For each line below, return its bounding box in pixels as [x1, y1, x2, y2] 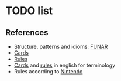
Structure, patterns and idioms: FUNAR [13, 43, 108, 50]
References [5, 28, 49, 38]
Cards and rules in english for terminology [13, 62, 115, 69]
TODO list [5, 4, 53, 18]
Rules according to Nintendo [13, 68, 83, 75]
